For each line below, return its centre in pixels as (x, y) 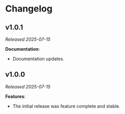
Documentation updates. (38, 59)
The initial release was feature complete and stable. (66, 106)
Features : (15, 96)
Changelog (29, 9)
